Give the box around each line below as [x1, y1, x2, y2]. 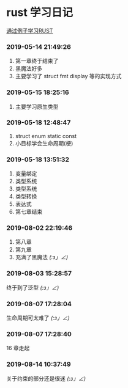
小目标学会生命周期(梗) [15, 139, 73, 147]
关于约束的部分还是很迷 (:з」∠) [6, 375, 86, 382]
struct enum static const [15, 132, 77, 139]
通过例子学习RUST [6, 27, 53, 34]
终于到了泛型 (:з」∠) [6, 284, 59, 291]
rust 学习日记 [6, 5, 73, 20]
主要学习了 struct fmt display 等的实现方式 [15, 73, 122, 80]
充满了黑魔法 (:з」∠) [15, 254, 69, 261]
